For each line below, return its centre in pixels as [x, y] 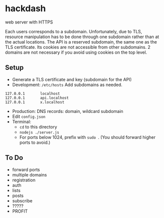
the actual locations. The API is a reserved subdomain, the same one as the [81, 42]
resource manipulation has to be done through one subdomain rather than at [82, 37]
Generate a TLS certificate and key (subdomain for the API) [72, 79]
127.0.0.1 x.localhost [35, 102]
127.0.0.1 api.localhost [37, 98]
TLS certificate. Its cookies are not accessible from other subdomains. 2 [78, 47]
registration [24, 180]
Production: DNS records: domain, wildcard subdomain [68, 111]
